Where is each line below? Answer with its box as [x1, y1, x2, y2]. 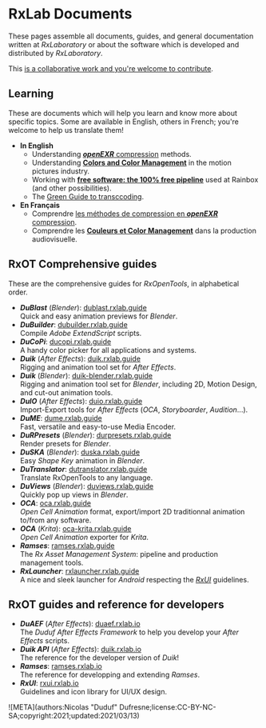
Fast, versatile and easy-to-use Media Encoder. [19, 422, 177, 431]
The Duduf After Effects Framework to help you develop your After [19, 627, 240, 637]
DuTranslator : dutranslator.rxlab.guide [19, 464, 148, 474]
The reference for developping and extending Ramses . [19, 670, 200, 680]
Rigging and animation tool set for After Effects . [19, 362, 177, 372]
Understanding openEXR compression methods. [31, 149, 192, 158]
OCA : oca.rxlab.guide [19, 498, 92, 508]
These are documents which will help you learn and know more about [8, 108, 237, 118]
